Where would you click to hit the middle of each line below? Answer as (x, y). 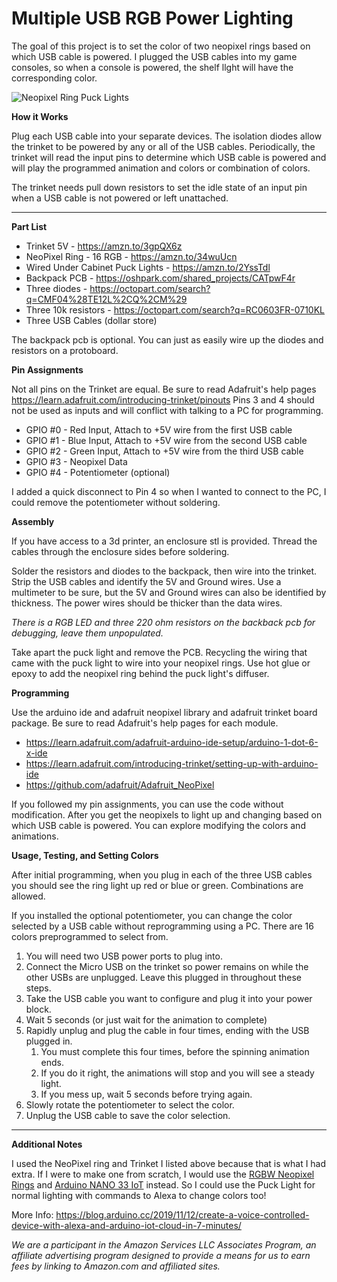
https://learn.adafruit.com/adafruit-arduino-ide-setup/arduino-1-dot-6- (172, 742)
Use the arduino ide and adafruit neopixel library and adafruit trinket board (164, 712)
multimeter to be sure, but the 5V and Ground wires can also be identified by (169, 592)
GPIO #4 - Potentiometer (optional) (98, 472)
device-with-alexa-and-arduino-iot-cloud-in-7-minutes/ (126, 1225)
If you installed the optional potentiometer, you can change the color (152, 915)
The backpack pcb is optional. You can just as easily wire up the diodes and (167, 339)
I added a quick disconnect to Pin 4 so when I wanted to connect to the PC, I (169, 491)
